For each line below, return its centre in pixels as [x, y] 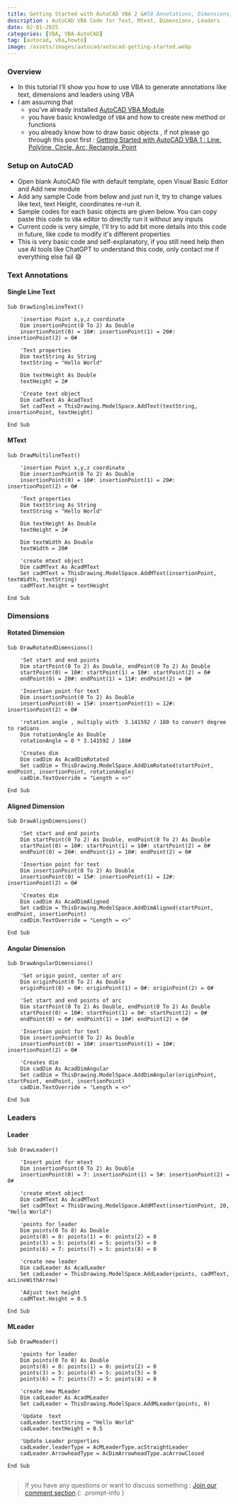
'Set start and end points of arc [71, 1001]
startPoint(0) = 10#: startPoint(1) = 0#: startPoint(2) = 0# [114, 1013]
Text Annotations [38, 275]
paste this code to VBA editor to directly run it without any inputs [110, 219]
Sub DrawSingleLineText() [45, 307]
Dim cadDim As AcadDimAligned [65, 902]
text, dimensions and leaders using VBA [76, 95]
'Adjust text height [50, 1292]
